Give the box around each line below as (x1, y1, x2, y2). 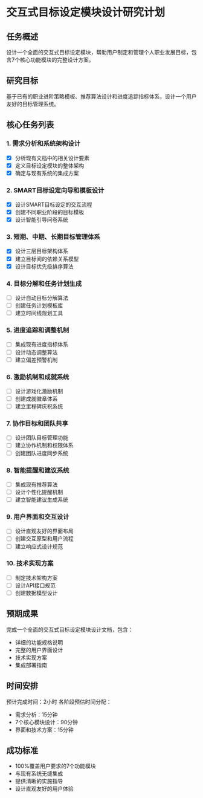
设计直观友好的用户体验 (14, 785, 74, 793)
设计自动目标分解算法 (14, 294, 68, 301)
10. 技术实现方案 (6, 559, 54, 568)
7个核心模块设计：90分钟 (14, 718, 79, 725)
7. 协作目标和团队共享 (6, 420, 68, 428)
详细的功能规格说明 (14, 638, 63, 646)
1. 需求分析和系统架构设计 (6, 140, 80, 148)
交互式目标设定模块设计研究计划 (6, 5, 166, 19)
